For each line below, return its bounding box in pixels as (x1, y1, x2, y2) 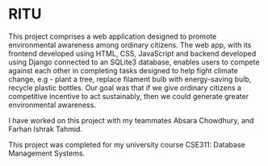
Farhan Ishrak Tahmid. (8, 124, 83, 134)
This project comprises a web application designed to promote (8, 31, 217, 41)
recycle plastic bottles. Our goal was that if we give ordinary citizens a (8, 82, 242, 93)
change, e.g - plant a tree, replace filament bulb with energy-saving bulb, (8, 74, 252, 84)
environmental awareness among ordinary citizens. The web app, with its (8, 39, 252, 49)
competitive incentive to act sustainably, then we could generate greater (8, 91, 249, 101)
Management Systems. (8, 148, 86, 158)
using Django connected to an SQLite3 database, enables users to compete (8, 57, 260, 67)
